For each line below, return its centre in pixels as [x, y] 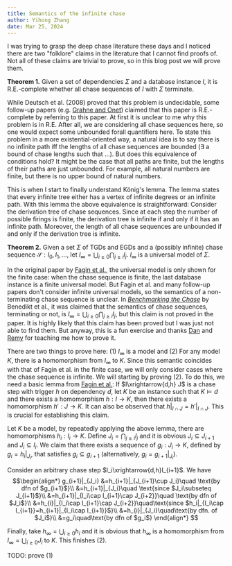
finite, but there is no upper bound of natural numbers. [85, 176]
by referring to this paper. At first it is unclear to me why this [121, 117]
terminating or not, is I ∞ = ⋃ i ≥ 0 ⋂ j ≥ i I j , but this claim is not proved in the [110, 315]
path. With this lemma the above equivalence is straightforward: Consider [112, 205]
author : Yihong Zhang [38, 20]
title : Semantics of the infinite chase [66, 14]
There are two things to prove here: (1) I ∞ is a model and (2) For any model [114, 352]
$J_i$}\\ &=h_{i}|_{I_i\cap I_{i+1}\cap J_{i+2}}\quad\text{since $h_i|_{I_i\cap [116, 503]
